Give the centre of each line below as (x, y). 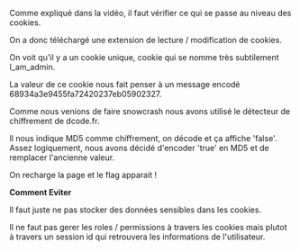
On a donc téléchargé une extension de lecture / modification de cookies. (145, 40)
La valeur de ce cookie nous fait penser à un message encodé (125, 84)
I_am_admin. (32, 67)
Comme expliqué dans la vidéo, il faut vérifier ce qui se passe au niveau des (150, 13)
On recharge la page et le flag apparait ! (83, 175)
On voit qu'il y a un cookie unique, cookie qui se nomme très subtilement (144, 57)
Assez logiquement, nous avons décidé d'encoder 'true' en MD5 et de (139, 148)
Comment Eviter (41, 192)
